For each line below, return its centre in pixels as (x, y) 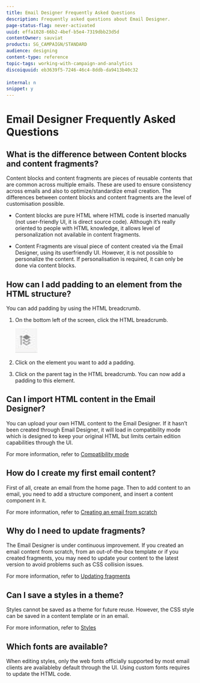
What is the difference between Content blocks (97, 154)
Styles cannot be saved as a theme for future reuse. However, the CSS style (100, 610)
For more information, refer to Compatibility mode (68, 454)
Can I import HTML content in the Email (81, 399)
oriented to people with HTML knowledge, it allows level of (87, 228)
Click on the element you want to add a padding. (75, 362)
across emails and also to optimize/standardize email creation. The (89, 191)
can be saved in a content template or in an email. (68, 616)
